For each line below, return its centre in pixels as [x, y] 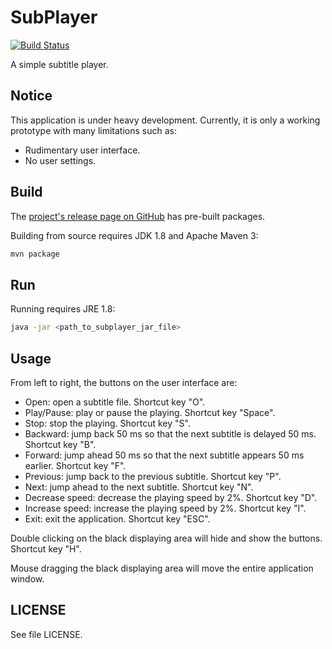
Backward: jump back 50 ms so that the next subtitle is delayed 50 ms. [170, 433]
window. [27, 578]
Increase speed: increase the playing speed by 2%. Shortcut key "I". [165, 508]
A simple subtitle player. [59, 64]
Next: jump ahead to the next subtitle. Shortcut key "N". [139, 487]
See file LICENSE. [46, 634]
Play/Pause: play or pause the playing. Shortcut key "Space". [150, 412]
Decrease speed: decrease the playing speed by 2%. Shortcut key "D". [171, 497]
